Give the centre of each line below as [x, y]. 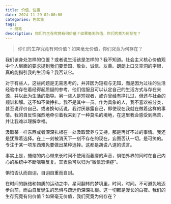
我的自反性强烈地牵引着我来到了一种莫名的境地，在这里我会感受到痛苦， [90, 115]
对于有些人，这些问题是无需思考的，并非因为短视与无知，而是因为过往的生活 [85, 83]
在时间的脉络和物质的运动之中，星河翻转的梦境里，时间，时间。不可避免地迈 [85, 183]
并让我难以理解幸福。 [27, 121]
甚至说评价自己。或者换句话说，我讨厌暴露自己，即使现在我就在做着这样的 [83, 108]
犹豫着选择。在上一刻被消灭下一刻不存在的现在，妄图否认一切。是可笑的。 [88, 138]
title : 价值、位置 [23, 10]
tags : [11, 24]
